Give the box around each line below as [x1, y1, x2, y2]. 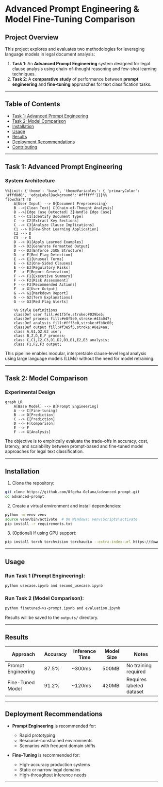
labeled [126, 682, 144, 689]
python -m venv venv [5, 512, 47, 517]
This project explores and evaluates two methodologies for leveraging [5, 46, 145, 52]
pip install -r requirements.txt [5, 521, 73, 526]
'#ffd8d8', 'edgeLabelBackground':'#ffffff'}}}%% [5, 192, 108, 198]
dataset [126, 688, 144, 695]
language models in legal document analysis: [5, 51, 95, 57]
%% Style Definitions [14, 308, 57, 313]
